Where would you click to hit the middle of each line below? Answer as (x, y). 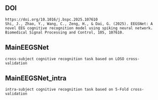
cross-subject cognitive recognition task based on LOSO (65, 59)
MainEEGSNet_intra (36, 78)
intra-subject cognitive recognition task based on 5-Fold (67, 90)
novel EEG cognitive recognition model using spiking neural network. (79, 28)
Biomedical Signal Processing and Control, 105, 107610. (65, 32)
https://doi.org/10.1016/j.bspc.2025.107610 (51, 19)
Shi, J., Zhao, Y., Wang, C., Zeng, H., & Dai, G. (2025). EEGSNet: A (79, 24)
